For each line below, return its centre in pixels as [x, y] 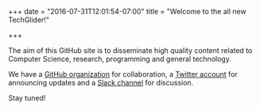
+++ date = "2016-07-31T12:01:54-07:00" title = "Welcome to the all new [127, 11]
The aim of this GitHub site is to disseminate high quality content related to [130, 50]
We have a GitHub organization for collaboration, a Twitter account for [123, 74]
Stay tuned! [27, 98]
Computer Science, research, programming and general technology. [120, 59]
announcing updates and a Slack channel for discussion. [101, 83]
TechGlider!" [29, 20]
